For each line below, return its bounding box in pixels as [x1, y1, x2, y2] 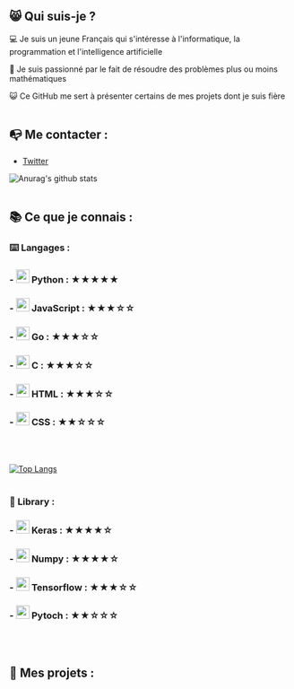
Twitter [22, 155, 49, 166]
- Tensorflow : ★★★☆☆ [9, 580, 138, 593]
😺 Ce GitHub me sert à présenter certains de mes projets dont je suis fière [9, 91, 286, 101]
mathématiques [9, 73, 67, 83]
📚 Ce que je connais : [9, 210, 134, 225]
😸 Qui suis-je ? [9, 9, 96, 24]
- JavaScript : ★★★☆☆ [9, 301, 135, 314]
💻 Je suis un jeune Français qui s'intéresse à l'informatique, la [9, 33, 240, 44]
